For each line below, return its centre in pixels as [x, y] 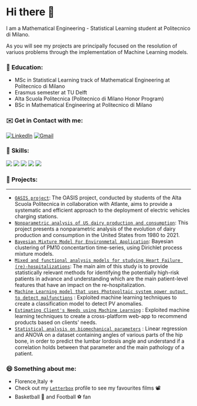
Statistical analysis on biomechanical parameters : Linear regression [101, 329]
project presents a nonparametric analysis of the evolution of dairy [95, 229]
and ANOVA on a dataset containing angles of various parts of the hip [98, 335]
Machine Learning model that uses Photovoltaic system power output [100, 292]
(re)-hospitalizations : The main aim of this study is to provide [91, 266]
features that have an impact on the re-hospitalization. [80, 285]
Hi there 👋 [30, 12]
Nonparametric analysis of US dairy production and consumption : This [101, 223]
